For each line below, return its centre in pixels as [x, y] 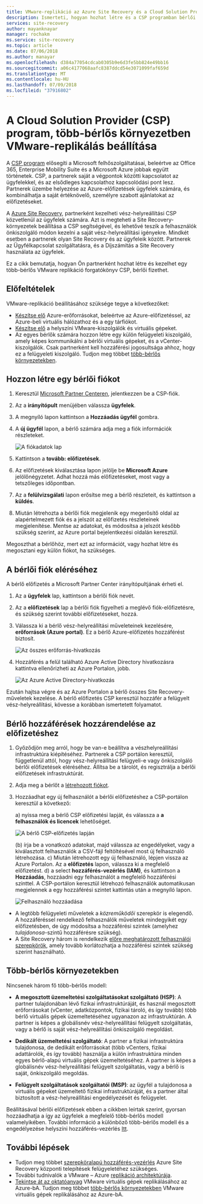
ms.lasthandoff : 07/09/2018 [42, 85]
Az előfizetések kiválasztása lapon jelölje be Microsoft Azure [91, 470]
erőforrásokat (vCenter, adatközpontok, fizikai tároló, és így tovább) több [106, 1010]
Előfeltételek [31, 289]
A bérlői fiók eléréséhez [52, 569]
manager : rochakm [28, 34]
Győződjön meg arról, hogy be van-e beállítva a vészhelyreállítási [96, 748]
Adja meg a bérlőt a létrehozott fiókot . [62, 785]
